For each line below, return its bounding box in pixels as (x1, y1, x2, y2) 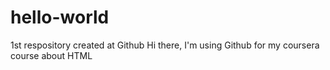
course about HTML (10, 49, 93, 61)
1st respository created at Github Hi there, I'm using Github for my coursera (10, 39, 320, 51)
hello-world (10, 6, 110, 29)
